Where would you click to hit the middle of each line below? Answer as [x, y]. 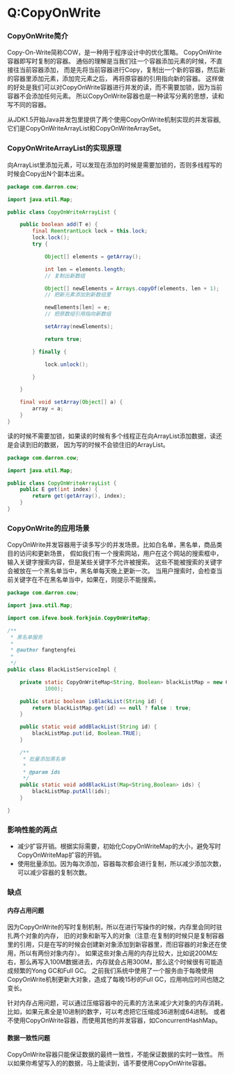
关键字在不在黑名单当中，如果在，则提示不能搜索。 [86, 580]
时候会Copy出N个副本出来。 [48, 173]
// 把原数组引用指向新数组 [78, 314]
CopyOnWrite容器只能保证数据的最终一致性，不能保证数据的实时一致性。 [112, 1054]
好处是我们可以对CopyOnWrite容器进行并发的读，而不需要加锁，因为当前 [118, 87]
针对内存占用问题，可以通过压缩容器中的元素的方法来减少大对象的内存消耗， [117, 1003]
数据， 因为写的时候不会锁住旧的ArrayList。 [106, 444]
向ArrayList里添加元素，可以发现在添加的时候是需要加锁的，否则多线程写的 [115, 165]
